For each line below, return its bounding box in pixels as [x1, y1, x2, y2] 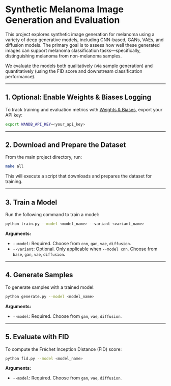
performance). [5, 73, 36, 79]
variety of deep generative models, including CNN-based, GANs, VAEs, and [5, 37, 164, 43]
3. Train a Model [5, 198, 58, 206]
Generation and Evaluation [5, 14, 120, 26]
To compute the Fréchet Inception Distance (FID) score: [5, 346, 122, 352]
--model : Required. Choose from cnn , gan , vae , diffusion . [12, 241, 131, 246]
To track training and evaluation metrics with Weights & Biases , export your [5, 106, 163, 112]
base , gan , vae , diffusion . [12, 251, 65, 257]
